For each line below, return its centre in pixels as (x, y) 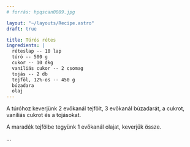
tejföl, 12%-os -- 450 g (44, 80)
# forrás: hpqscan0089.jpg (41, 12)
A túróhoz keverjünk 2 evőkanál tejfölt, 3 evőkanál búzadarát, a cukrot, (96, 108)
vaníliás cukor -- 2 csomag (48, 68)
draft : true (21, 29)
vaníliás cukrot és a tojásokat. (44, 115)
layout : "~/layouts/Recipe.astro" (51, 23)
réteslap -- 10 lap (37, 51)
